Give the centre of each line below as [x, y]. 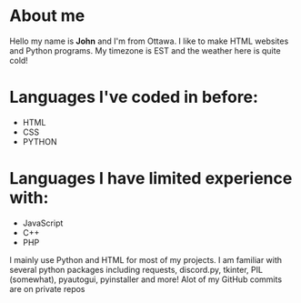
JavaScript [43, 223]
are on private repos [47, 288]
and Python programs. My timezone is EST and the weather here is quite [145, 50]
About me [47, 16]
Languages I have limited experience [151, 179]
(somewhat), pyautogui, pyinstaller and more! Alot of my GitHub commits [146, 279]
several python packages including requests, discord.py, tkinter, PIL [136, 269]
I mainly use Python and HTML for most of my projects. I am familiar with [146, 259]
